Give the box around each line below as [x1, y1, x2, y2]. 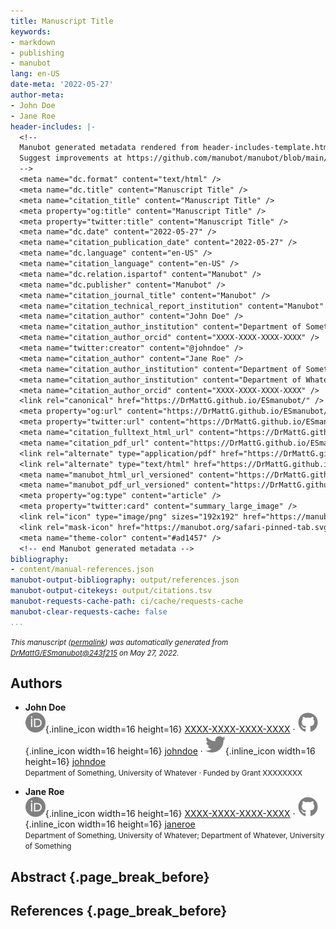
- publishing [10, 48, 65, 58]
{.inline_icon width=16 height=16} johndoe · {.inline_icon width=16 [24, 745, 316, 757]
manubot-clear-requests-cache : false [10, 606, 168, 617]
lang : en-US [10, 69, 60, 79]
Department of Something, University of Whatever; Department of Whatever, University [24, 831, 325, 841]
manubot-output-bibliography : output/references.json [10, 575, 240, 585]
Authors [10, 675, 63, 692]
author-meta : [10, 90, 65, 100]
